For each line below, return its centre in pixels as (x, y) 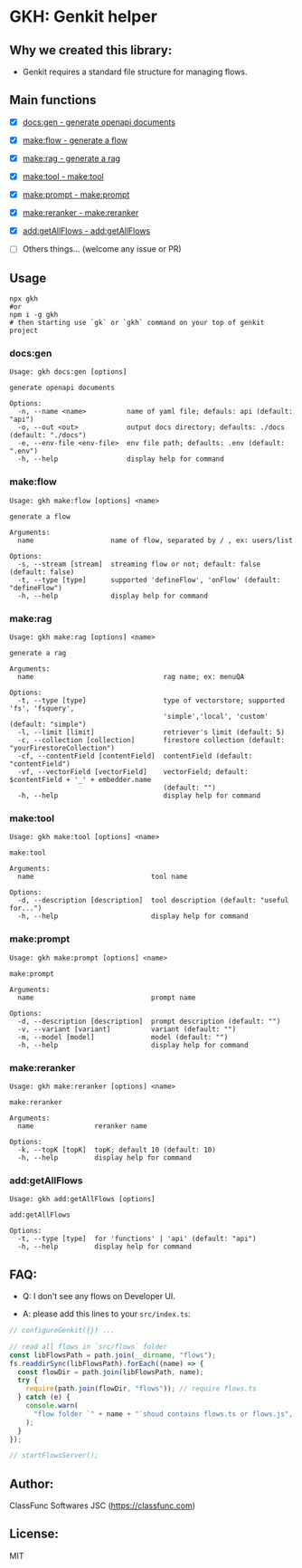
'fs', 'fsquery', (42, 709)
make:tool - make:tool (63, 177)
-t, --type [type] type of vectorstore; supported (151, 701)
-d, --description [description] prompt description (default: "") (149, 1021)
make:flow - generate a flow (75, 140)
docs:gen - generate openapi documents (99, 122)
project (24, 331)
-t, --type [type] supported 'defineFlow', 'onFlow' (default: (149, 580)
